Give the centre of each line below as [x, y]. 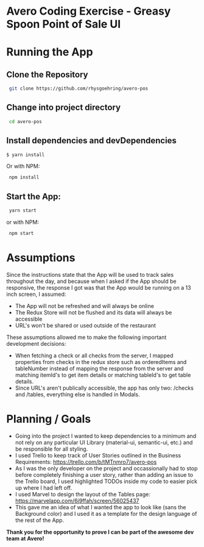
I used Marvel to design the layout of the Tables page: [83, 494]
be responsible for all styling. [51, 449]
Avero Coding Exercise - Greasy [89, 11]
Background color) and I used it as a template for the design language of [106, 513]
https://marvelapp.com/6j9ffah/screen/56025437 [77, 501]
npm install [24, 177]
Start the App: [33, 196]
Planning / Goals [49, 419]
